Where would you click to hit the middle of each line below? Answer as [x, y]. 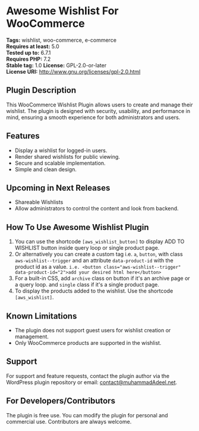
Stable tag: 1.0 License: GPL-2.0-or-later [56, 65]
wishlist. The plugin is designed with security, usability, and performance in [98, 111]
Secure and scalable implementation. [60, 163]
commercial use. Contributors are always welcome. [69, 421]
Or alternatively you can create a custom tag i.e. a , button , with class [99, 254]
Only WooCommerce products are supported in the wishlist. [88, 343]
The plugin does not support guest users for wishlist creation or [93, 330]
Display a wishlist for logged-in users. [61, 150]
